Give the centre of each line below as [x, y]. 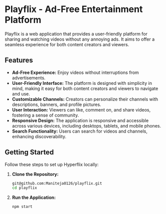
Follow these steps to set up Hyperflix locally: [52, 164]
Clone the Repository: [35, 174]
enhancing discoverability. [39, 136]
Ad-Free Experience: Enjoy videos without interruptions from [75, 72]
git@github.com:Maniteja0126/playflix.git [57, 183]
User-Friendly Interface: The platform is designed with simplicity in [82, 83]
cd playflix [24, 188]
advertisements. [29, 78]
